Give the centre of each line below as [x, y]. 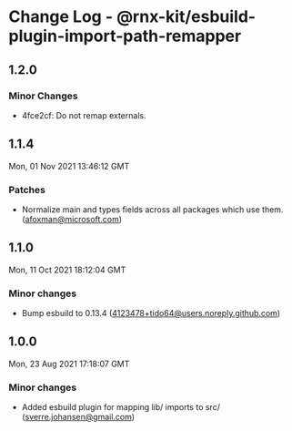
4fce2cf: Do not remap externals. [84, 115]
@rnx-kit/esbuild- [186, 17]
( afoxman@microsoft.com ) [72, 219]
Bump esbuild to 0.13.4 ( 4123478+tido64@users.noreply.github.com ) [151, 313]
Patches [27, 190]
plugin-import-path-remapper [125, 36]
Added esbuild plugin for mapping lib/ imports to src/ [121, 407]
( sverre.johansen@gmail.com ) [78, 417]
